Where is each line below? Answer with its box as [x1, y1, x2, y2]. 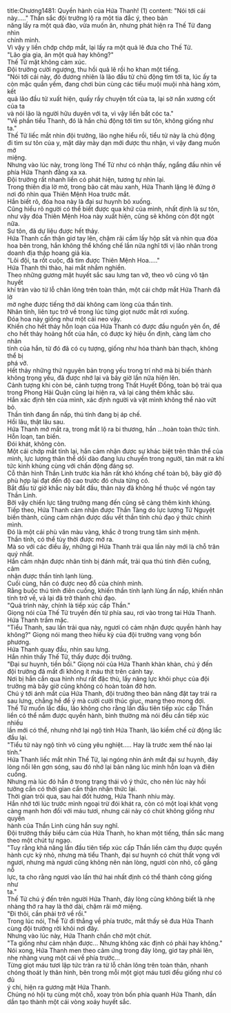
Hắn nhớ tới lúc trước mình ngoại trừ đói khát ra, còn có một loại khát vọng [7, 799, 219, 808]
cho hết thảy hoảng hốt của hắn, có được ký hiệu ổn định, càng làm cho [7, 330, 212, 338]
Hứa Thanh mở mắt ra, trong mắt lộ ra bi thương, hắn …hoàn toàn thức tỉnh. [7, 425, 221, 433]
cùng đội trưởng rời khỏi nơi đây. [7, 925, 99, 932]
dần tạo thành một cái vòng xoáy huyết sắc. [7, 998, 132, 1005]
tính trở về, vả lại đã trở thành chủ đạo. [7, 594, 117, 602]
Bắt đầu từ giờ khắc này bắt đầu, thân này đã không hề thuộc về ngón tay [7, 484, 216, 492]
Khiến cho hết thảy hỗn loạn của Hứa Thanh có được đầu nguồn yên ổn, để [7, 322, 221, 330]
